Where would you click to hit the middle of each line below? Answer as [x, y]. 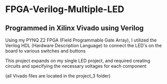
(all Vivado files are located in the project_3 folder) [58, 76]
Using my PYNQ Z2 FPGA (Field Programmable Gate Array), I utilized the [81, 40]
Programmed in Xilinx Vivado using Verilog [74, 28]
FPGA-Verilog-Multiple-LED [65, 9]
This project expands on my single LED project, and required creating [78, 61]
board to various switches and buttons [45, 51]
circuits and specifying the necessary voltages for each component [76, 66]
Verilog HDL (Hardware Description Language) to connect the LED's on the [83, 46]
